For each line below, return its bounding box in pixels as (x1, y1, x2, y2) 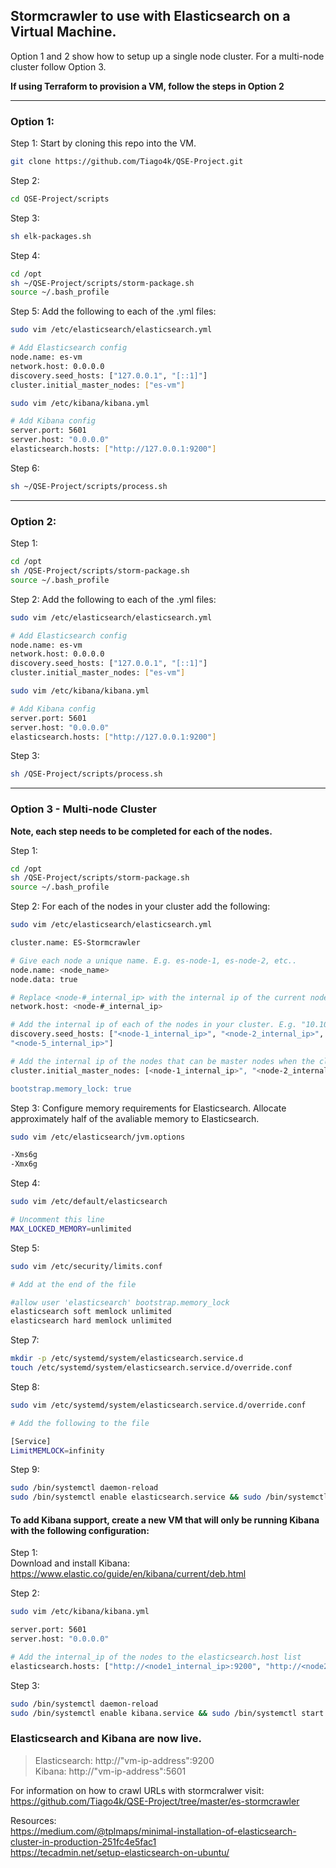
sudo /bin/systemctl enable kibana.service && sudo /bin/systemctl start (10, 1708, 325, 1718)
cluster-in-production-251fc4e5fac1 (10, 1835, 157, 1848)
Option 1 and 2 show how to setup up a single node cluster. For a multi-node (10, 50, 325, 62)
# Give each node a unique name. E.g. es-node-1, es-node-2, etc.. (10, 955, 298, 966)
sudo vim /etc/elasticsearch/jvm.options (10, 1132, 186, 1142)
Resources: (10, 1814, 57, 1826)
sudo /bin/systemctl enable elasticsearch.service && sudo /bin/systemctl (10, 1492, 329, 1503)
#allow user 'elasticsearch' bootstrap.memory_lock (10, 1297, 230, 1308)
